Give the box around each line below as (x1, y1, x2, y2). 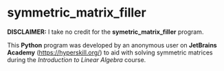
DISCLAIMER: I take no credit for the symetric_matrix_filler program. (7, 28, 204, 36)
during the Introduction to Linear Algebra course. (7, 55, 146, 63)
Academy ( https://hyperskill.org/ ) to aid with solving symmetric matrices (7, 48, 213, 57)
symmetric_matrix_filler (7, 5, 146, 21)
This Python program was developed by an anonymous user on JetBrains (7, 41, 218, 49)
